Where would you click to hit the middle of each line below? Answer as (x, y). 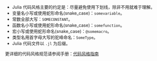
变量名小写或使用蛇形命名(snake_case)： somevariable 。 (68, 13)
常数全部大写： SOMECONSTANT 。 (42, 19)
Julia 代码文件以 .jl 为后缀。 (41, 43)
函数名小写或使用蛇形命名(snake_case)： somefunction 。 (68, 25)
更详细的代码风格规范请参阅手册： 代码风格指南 (52, 54)
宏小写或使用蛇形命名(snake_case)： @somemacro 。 (62, 31)
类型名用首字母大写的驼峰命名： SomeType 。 (55, 37)
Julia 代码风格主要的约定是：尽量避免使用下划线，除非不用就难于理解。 (83, 7)
